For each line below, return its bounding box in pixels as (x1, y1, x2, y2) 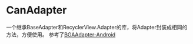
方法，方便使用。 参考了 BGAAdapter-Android (6, 31, 116, 38)
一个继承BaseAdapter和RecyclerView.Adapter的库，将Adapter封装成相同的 (6, 23, 188, 31)
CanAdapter (6, 4, 67, 17)
